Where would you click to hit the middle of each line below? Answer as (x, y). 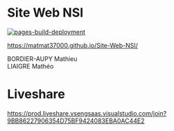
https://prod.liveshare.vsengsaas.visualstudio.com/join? (87, 113)
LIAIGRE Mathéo (31, 66)
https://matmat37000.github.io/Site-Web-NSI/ (73, 45)
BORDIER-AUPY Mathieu (42, 59)
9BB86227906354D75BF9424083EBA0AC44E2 (76, 121)
